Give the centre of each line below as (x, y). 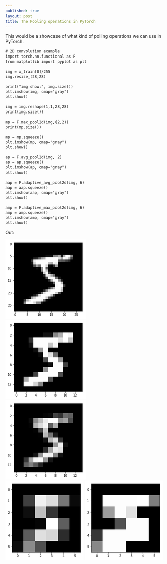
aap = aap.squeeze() (27, 188)
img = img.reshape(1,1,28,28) (37, 107)
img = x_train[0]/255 (28, 72)
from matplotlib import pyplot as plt (46, 62)
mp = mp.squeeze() (24, 137)
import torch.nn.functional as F (40, 57)
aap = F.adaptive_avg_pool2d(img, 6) (45, 183)
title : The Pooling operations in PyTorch (50, 21)
